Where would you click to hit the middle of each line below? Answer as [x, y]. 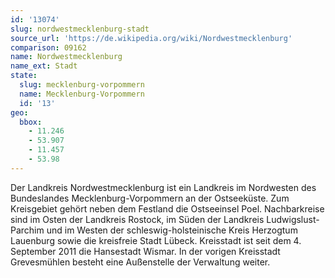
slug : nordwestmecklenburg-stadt [80, 29]
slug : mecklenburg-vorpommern [82, 85]
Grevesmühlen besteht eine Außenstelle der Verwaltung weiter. [140, 262]
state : [24, 76]
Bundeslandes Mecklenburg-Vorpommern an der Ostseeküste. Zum [150, 198]
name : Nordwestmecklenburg [66, 57]
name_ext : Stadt [44, 66]
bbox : [31, 122]
